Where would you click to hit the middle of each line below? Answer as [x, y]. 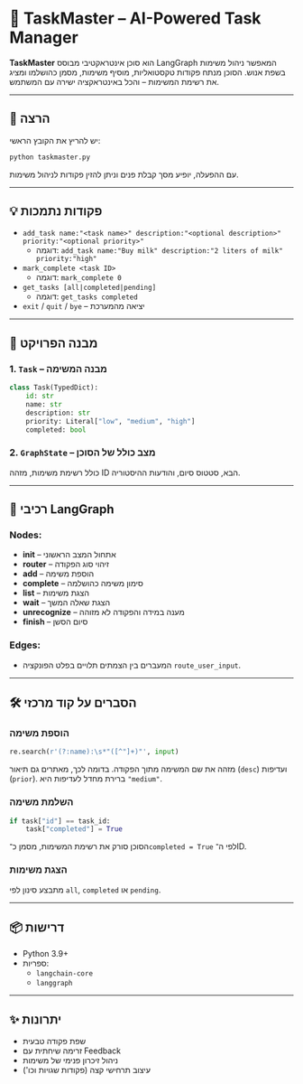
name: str [44, 404]
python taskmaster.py [50, 157]
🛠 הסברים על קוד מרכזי [73, 703]
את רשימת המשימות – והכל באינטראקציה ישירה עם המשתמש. [114, 81]
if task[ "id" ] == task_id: [60, 821]
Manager [44, 37]
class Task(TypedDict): [54, 388]
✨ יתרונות [36, 1019]
